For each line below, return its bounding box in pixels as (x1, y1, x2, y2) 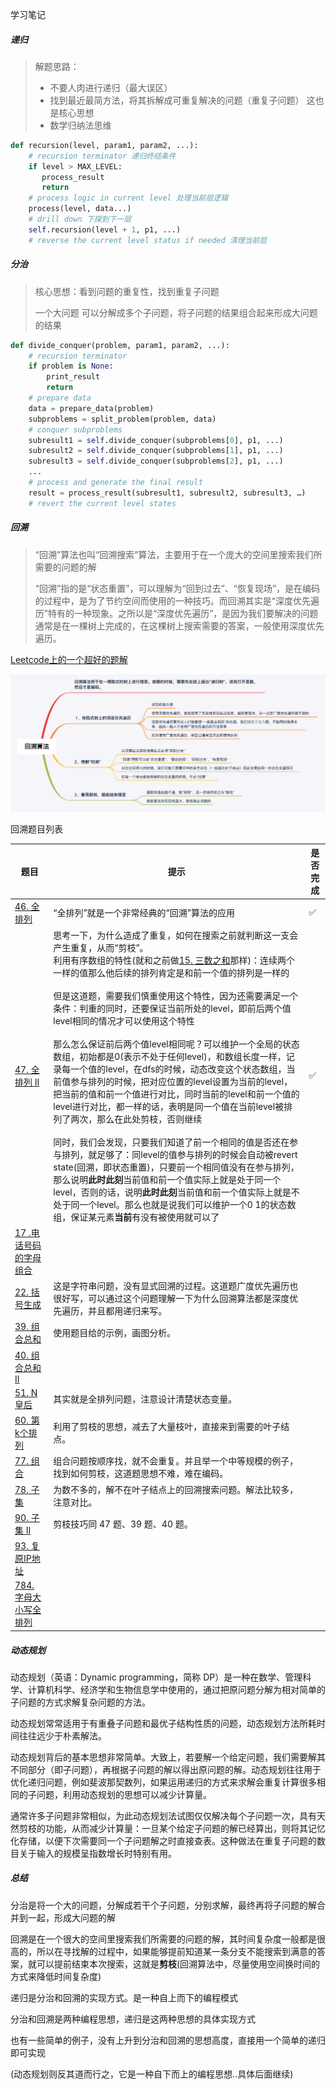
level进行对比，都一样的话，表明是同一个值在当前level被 (53, 1100, 285, 1112)
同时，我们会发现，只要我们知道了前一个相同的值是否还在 (53, 1136, 290, 1148)
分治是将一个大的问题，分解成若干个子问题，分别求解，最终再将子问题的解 (10, 1899, 317, 1911)
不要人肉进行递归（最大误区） (49, 81, 173, 93)
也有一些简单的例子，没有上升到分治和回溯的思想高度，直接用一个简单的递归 (10, 2034, 326, 2046)
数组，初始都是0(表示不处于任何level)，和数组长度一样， (53, 1050, 287, 1062)
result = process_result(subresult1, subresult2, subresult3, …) (28, 488, 307, 498)
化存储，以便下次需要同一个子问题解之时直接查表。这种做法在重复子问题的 (10, 1834, 317, 1847)
